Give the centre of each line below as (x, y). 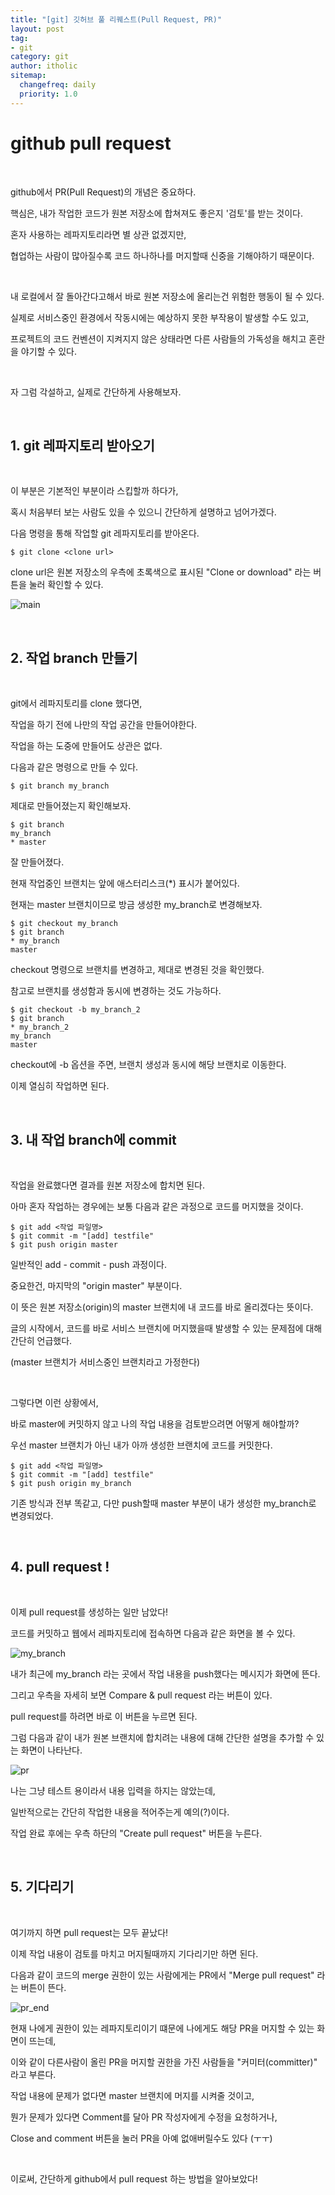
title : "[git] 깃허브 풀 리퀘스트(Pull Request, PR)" (116, 19)
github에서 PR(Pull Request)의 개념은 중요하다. (103, 192)
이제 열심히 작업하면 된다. (60, 1086)
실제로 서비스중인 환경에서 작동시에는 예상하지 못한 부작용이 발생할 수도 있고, (160, 317)
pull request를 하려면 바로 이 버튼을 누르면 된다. (104, 1716)
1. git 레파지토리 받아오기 (82, 445)
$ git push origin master (64, 1245)
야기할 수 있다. (49, 351)
